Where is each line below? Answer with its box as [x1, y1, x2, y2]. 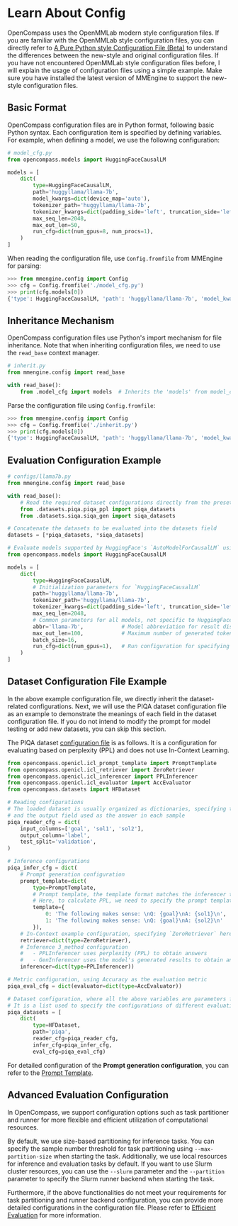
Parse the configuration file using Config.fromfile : [7, 401, 156, 409]
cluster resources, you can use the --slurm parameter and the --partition [7, 1166, 225, 1175]
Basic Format [7, 101, 67, 114]
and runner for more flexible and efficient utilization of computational [7, 1115, 208, 1124]
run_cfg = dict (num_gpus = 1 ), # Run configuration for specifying [33, 643, 230, 650]
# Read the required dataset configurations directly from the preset [20, 498, 233, 506]
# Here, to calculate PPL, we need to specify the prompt [33, 897, 208, 905]
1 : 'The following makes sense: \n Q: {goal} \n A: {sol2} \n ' [45, 917, 223, 925]
